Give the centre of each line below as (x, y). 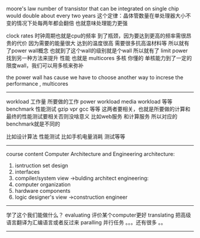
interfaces (27, 172)
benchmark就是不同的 (33, 124)
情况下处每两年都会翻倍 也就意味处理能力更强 (72, 23)
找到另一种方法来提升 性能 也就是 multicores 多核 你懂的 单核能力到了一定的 (99, 58)
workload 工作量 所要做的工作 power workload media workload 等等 (89, 101)
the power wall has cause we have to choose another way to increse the (95, 77)
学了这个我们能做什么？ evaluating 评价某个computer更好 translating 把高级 (99, 215)
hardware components (43, 191)
